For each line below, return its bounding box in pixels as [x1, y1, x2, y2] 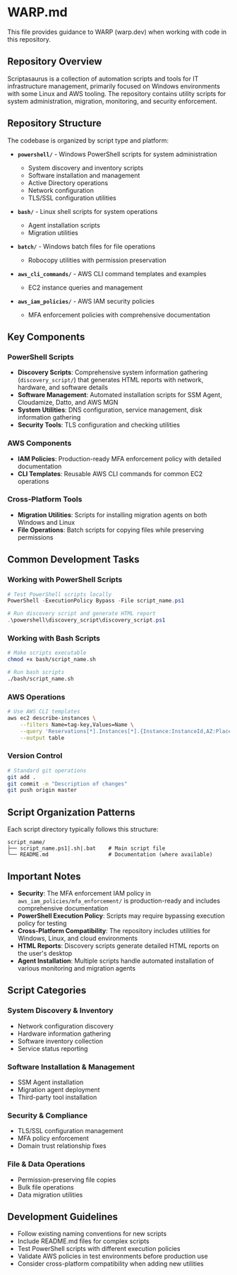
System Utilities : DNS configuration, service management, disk [17, 405, 202, 414]
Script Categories [7, 985, 87, 997]
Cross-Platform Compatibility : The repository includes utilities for [17, 926, 211, 935]
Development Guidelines [7, 1211, 119, 1223]
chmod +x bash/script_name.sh [7, 656, 97, 663]
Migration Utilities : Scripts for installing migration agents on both [17, 510, 207, 519]
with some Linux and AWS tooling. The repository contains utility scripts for [7, 89, 226, 97]
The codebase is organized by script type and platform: [7, 136, 169, 145]
